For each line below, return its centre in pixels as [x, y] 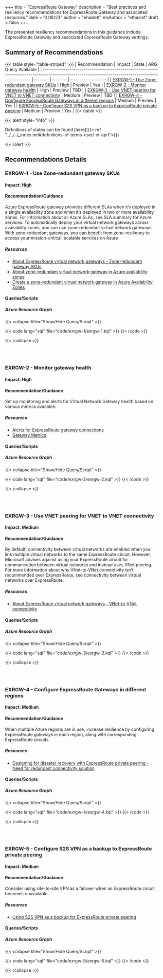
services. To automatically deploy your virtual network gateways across [77, 222]
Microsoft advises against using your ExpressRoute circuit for [66, 560]
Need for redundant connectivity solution [53, 768]
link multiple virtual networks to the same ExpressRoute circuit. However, [78, 554]
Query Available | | [24, 69]
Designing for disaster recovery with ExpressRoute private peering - [80, 763]
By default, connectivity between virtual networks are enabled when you [78, 549]
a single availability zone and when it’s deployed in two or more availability [80, 212]
